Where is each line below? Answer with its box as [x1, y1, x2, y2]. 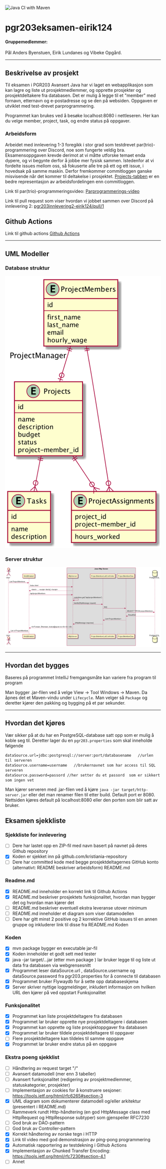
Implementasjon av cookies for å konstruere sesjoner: [12, 1087, 122, 1093]
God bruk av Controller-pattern [12, 1125, 76, 1131]
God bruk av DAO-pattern [12, 1120, 65, 1126]
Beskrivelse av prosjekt [5, 68, 79, 77]
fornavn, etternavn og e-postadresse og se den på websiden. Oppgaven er [5, 98, 158, 104]
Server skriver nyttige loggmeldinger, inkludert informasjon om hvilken [12, 984, 156, 990]
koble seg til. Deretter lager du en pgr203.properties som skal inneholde [5, 737, 153, 743]
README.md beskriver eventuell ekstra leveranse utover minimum [12, 905, 147, 910]
